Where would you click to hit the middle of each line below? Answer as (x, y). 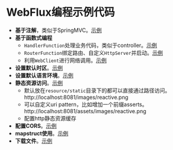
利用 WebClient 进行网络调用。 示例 (65, 60)
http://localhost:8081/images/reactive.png (76, 97)
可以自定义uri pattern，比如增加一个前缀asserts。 (86, 104)
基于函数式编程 (33, 37)
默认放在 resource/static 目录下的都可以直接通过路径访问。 (97, 90)
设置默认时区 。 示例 (39, 67)
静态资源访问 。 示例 (39, 83)
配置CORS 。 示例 (36, 126)
